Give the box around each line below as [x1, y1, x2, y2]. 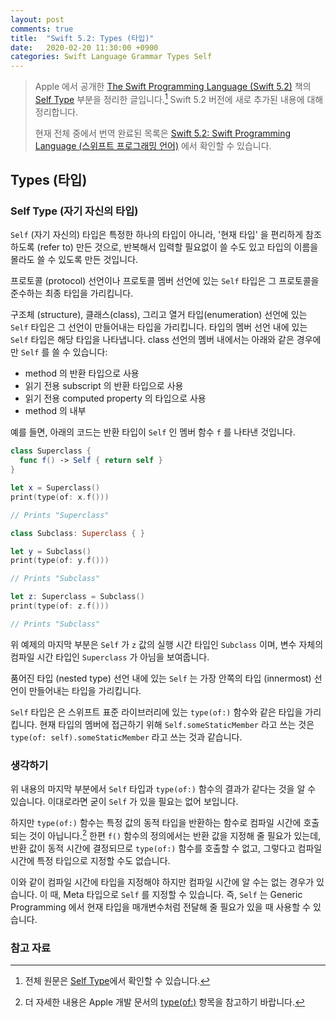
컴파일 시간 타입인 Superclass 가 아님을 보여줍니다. [10, 651, 210, 663]
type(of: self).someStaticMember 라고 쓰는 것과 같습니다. [10, 731, 243, 743]
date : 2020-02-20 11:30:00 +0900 [10, 42, 159, 53]
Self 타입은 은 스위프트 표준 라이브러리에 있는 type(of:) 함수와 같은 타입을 [10, 706, 303, 718]
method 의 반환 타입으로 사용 [24, 367, 140, 380]
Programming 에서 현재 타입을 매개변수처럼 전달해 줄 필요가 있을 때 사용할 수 [10, 901, 311, 913]
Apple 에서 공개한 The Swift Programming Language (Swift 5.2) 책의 [34, 81, 312, 93]
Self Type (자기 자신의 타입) [10, 204, 139, 218]
